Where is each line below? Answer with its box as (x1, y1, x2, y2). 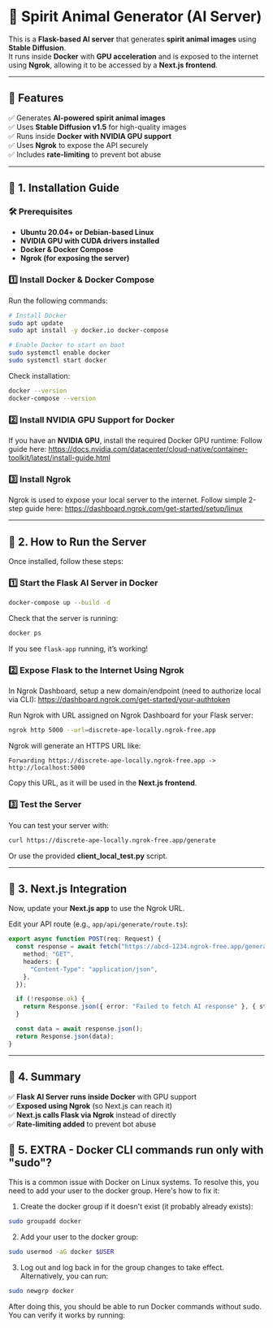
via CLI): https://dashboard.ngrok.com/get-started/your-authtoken (8, 695, 231, 705)
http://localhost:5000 (8, 764, 85, 772)
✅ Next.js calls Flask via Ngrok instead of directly (8, 1109, 177, 1120)
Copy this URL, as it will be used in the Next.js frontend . (8, 778, 197, 788)
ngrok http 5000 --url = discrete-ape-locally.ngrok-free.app (8, 727, 217, 735)
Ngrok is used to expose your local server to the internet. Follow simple (8, 495, 247, 505)
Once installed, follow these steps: (8, 557, 124, 566)
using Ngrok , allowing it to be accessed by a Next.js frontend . (8, 60, 218, 70)
